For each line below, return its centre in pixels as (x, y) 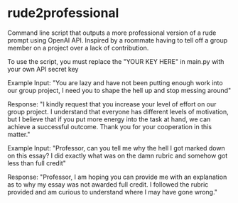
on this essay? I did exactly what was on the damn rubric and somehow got (118, 155)
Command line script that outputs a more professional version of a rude (112, 33)
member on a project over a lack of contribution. (78, 48)
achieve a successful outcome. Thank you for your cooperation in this (109, 126)
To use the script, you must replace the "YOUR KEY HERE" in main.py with (116, 61)
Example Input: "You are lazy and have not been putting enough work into (115, 82)
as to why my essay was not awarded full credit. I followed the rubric (108, 184)
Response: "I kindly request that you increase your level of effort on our (112, 104)
